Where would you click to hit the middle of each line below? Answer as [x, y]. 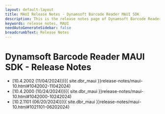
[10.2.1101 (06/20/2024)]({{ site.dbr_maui [54, 102]
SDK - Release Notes [48, 67]
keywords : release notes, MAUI [37, 23]
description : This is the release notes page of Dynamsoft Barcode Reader [83, 19]
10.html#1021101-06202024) [41, 107]
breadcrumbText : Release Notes [37, 32]
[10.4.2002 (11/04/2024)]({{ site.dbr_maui [54, 81]
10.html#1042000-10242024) [42, 96]
